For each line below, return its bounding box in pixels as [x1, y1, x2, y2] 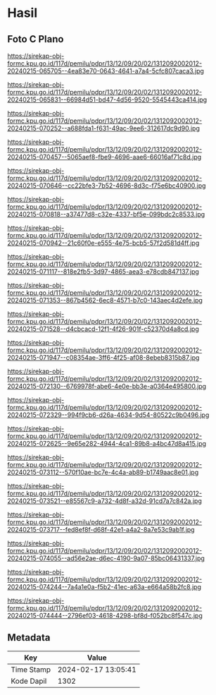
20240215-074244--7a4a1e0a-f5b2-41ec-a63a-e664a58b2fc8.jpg [7, 583, 202, 591]
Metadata [7, 631, 51, 643]
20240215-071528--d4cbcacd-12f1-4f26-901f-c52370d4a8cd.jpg [7, 325, 199, 333]
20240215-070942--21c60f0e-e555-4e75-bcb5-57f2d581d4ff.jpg [7, 238, 200, 247]
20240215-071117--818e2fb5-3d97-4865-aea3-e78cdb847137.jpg [7, 267, 199, 276]
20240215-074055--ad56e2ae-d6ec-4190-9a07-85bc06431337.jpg [7, 554, 205, 562]
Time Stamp [11, 665, 51, 675]
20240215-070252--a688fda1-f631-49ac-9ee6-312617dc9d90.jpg [7, 124, 201, 132]
